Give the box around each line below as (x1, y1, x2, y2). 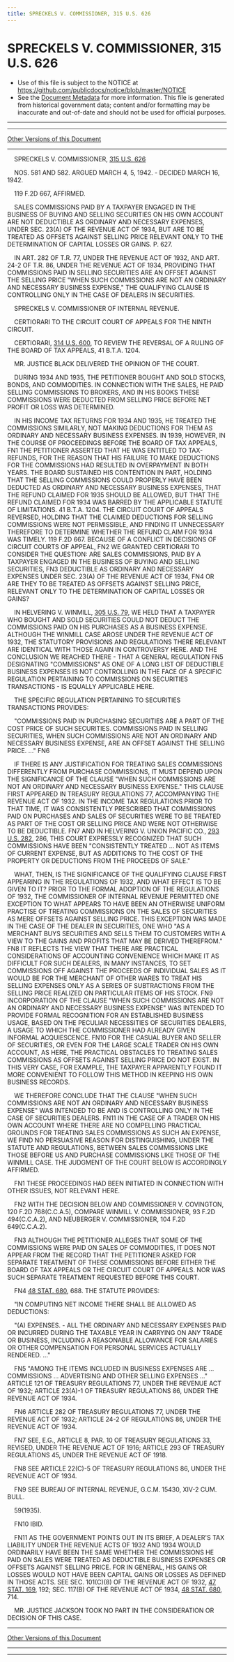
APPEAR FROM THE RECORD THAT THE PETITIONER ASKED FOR (7, 1251, 196, 1259)
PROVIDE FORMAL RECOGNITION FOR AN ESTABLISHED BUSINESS (7, 1011, 204, 1019)
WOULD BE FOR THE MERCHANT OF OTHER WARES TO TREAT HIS (7, 974, 203, 982)
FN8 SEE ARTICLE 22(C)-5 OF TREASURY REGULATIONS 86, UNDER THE (13, 1464, 226, 1473)
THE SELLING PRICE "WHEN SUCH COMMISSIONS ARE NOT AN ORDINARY (7, 275, 226, 284)
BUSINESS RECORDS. (7, 1077, 70, 1086)
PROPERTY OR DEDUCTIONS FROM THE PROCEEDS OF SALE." (7, 856, 191, 865)
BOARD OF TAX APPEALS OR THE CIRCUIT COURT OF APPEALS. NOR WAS (7, 1265, 226, 1274)
